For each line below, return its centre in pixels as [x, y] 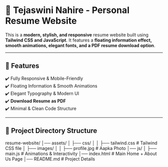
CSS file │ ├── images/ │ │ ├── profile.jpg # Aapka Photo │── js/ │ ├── [81, 148]
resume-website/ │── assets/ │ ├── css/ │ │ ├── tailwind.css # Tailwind [81, 143]
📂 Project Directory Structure [51, 131]
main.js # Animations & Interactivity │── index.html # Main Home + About [81, 153]
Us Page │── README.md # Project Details [50, 159]
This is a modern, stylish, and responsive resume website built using [77, 35]
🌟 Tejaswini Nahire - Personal [67, 10]
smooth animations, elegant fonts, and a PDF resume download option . [80, 45]
